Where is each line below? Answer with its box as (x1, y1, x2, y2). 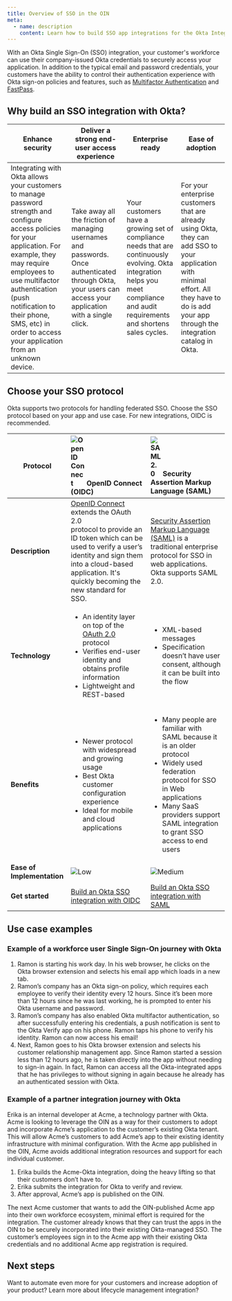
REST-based (82, 690, 125, 699)
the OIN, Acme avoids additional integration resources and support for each (7, 1147, 223, 1155)
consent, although (162, 659, 221, 669)
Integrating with (10, 163, 62, 173)
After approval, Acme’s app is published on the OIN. (17, 1190, 164, 1198)
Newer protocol (82, 736, 133, 746)
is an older (162, 741, 197, 750)
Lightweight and (82, 681, 135, 690)
